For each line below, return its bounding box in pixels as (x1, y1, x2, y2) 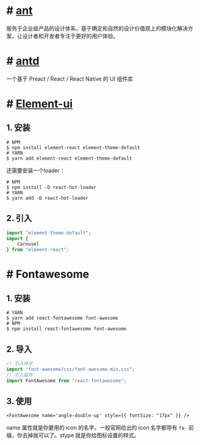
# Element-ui (6, 97, 73, 111)
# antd (6, 54, 40, 68)
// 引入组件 (6, 372, 34, 378)
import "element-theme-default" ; (6, 230, 91, 236)
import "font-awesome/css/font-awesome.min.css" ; (6, 366, 135, 372)
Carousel (17, 241, 40, 248)
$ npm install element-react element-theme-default (6, 144, 140, 150)
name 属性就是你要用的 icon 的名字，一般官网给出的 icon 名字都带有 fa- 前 (6, 424, 194, 432)
